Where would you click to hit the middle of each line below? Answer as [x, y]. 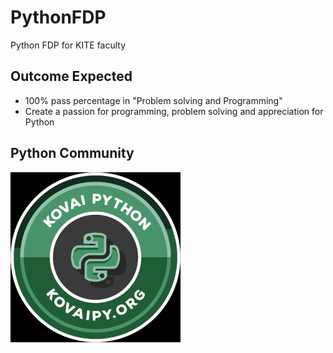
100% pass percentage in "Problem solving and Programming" [153, 100]
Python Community [72, 153]
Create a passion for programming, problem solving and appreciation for [174, 111]
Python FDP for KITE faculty [68, 45]
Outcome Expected [71, 76]
